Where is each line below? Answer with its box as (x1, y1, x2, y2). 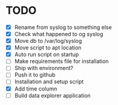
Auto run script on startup (14, 51, 79, 58)
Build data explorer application (14, 92, 91, 99)
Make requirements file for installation (14, 58, 110, 65)
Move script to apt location (14, 44, 82, 51)
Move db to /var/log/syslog (14, 37, 82, 45)
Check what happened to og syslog (14, 31, 103, 37)
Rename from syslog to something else (14, 24, 113, 31)
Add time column (14, 85, 57, 92)
